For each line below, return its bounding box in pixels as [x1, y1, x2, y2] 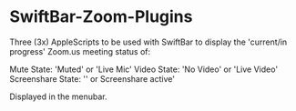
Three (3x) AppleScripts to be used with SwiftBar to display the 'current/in [9, 36, 288, 47]
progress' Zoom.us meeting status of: [9, 45, 151, 56]
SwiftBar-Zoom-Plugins [9, 6, 193, 27]
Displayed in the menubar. [9, 91, 107, 102]
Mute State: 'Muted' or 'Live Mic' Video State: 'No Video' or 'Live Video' [9, 64, 279, 75]
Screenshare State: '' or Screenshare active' [9, 73, 176, 84]
